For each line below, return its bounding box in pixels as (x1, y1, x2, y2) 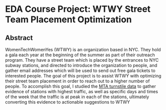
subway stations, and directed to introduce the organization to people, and (5, 63, 158, 68)
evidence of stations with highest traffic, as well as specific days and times (5, 89, 159, 94)
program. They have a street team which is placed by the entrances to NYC (5, 57, 159, 63)
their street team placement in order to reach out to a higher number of (5, 78, 150, 84)
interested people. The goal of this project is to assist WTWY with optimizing (5, 73, 162, 78)
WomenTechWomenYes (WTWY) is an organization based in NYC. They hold (5, 47, 161, 52)
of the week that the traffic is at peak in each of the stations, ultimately (5, 94, 150, 100)
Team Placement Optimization (5, 14, 132, 25)
